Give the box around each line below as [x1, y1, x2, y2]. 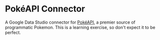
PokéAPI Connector [5, 3, 86, 14]
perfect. [5, 29, 21, 35]
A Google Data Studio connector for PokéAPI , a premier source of [5, 19, 136, 25]
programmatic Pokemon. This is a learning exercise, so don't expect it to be [5, 24, 156, 30]
